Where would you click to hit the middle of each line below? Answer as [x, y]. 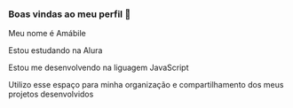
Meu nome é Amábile [47, 34]
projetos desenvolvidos [51, 94]
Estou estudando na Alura [55, 50]
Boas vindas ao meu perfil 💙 [70, 14]
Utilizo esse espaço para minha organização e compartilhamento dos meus [146, 85]
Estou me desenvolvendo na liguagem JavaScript [99, 68]
